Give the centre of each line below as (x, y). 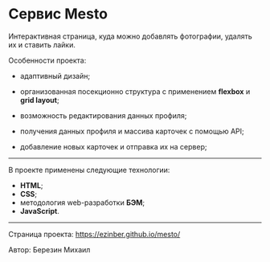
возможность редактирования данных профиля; (103, 115)
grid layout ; (39, 100)
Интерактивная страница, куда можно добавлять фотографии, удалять (131, 36)
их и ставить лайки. (42, 44)
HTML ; (31, 185)
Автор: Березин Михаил (49, 249)
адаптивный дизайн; (55, 76)
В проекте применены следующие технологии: (89, 170)
